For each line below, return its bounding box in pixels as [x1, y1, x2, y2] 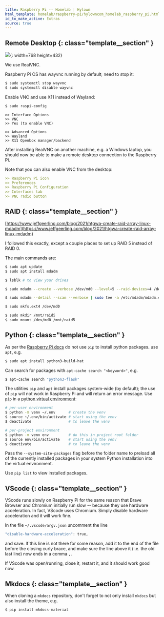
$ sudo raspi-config [5, 103, 47, 108]
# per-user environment [5, 406, 54, 411]
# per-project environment [5, 428, 60, 432]
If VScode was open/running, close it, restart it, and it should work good [5, 560, 150, 566]
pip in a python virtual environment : [5, 396, 77, 402]
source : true [5, 21, 32, 26]
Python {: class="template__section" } [5, 331, 125, 339]
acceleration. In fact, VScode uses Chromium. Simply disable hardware [5, 508, 148, 514]
